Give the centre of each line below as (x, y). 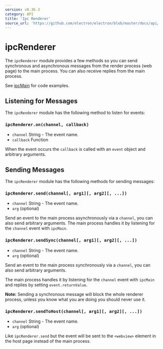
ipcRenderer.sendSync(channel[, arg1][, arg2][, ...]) (71, 240)
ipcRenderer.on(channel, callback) (47, 124)
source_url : (17, 23)
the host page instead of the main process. (48, 341)
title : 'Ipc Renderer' (28, 18)
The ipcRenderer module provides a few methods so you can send (71, 61)
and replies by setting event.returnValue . (46, 285)
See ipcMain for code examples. (37, 86)
